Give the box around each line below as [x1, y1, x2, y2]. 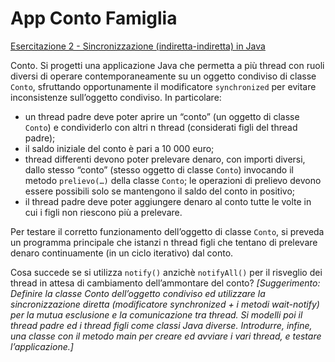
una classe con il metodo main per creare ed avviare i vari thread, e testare [10, 330, 322, 342]
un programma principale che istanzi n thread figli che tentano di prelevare [10, 236, 318, 248]
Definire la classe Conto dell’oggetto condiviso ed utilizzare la [10, 287, 266, 299]
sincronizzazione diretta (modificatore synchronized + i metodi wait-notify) [10, 298, 320, 310]
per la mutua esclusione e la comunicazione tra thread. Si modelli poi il [10, 308, 303, 321]
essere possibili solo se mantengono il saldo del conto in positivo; [24, 185, 296, 197]
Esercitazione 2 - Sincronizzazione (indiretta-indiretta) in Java [10, 40, 266, 52]
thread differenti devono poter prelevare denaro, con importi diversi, [24, 153, 306, 165]
